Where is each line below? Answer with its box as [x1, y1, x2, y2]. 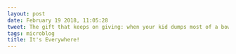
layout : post [7, 10, 46, 18]
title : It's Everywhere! [7, 36, 80, 43]
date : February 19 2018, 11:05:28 [7, 17, 109, 24]
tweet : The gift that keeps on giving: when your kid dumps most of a [7, 23, 218, 30]
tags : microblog [7, 29, 55, 37]
